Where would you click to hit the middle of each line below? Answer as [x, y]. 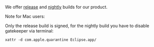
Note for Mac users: [25, 16]
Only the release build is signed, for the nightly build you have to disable [77, 26]
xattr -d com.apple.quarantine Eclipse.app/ [51, 40]
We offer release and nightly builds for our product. [56, 7]
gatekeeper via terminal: [29, 31]
